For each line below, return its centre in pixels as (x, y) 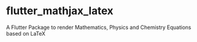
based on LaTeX (26, 33)
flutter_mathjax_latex (60, 11)
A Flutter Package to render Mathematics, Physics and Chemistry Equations (99, 27)
